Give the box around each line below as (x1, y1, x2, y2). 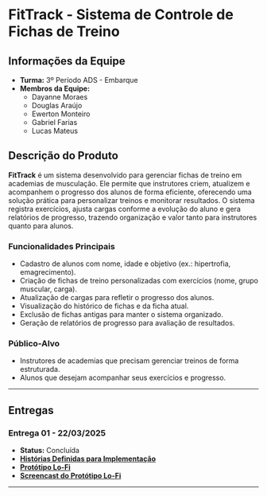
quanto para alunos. (8, 221, 74, 230)
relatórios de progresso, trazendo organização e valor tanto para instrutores (8, 213, 257, 222)
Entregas (8, 404, 54, 417)
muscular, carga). (19, 284, 78, 294)
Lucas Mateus (31, 126, 78, 135)
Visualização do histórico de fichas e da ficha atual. (19, 301, 189, 311)
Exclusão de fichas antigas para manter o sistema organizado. (19, 310, 224, 319)
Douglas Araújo (31, 101, 83, 110)
